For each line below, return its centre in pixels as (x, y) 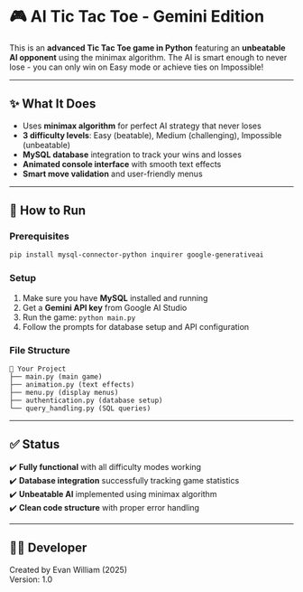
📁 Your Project (38, 369)
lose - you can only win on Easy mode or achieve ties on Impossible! (137, 67)
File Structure (40, 350)
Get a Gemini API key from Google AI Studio (105, 307)
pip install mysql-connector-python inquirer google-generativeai (137, 255)
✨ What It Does (53, 104)
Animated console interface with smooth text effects (122, 164)
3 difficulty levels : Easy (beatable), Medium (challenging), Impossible (152, 135)
